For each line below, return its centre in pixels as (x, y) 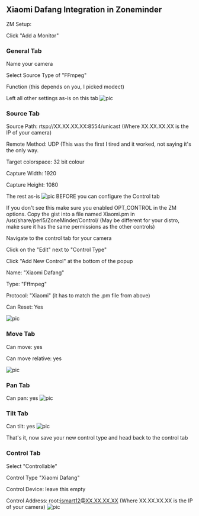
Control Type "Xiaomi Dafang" (43, 477)
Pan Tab (18, 385)
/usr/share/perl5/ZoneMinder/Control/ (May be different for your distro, (93, 220)
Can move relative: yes (34, 358)
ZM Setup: (19, 24)
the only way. (23, 150)
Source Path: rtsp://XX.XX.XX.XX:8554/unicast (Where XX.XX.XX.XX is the (97, 126)
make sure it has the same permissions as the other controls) (81, 227)
